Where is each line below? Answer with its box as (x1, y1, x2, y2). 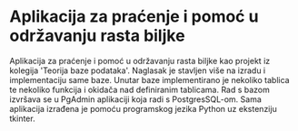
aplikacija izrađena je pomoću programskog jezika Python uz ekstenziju (9, 103, 277, 114)
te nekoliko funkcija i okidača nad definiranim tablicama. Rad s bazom (9, 84, 271, 95)
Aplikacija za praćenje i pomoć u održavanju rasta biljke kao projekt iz (9, 55, 271, 66)
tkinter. (9, 113, 35, 124)
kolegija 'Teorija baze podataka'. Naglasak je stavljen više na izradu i (9, 65, 266, 76)
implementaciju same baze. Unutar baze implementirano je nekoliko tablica (9, 74, 290, 85)
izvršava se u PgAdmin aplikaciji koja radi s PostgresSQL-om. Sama (9, 93, 262, 105)
